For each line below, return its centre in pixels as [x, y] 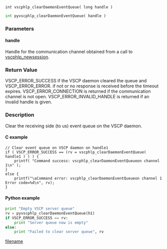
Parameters [19, 28]
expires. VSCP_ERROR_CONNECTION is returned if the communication [78, 91]
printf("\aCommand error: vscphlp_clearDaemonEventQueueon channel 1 [88, 178]
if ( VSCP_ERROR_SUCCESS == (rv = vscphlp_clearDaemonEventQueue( [76, 152]
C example [16, 137]
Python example [22, 198]
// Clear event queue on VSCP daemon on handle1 [57, 148]
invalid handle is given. [29, 102]
